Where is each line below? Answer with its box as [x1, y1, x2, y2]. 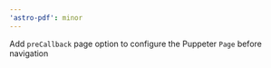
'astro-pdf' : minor [9, 13, 83, 23]
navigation [9, 47, 49, 59]
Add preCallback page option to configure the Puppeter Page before [9, 38, 263, 49]
